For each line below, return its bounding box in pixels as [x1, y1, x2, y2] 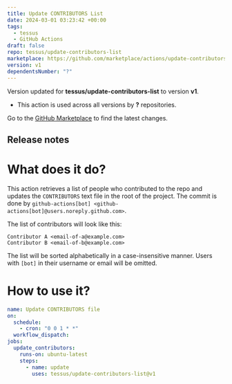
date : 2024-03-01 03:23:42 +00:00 [7, 17, 107, 24]
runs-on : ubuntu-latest [19, 351, 88, 358]
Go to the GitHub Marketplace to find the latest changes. [7, 113, 168, 122]
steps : [19, 357, 39, 364]
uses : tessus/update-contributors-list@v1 [32, 370, 156, 377]
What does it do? [7, 162, 106, 177]
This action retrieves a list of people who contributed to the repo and [7, 184, 202, 192]
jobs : [7, 338, 23, 345]
